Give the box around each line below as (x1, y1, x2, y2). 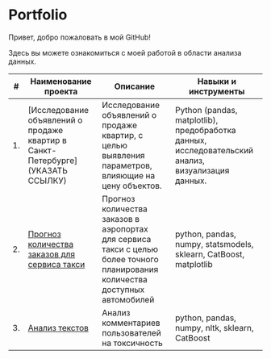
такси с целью (102, 244, 159, 255)
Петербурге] (27, 155, 78, 166)
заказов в (102, 213, 140, 224)
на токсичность (102, 337, 163, 349)
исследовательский (174, 144, 254, 156)
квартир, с (102, 129, 144, 140)
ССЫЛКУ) (27, 175, 67, 186)
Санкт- (27, 144, 57, 156)
